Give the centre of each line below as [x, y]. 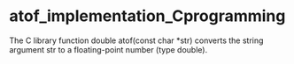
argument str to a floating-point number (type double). [108, 49]
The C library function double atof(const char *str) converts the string [136, 40]
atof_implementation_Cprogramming [147, 16]
